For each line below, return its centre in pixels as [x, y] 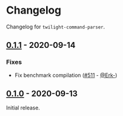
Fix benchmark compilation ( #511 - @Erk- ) [66, 75]
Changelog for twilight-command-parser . [56, 27]
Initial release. [23, 108]
